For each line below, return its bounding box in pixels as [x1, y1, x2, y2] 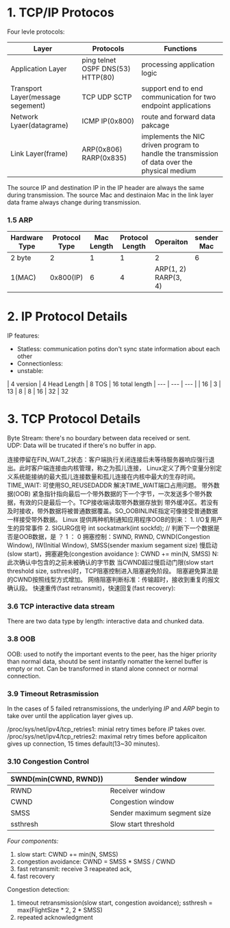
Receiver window [110, 786, 166, 796]
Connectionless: [16, 359, 64, 368]
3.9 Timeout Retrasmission [7, 689, 99, 698]
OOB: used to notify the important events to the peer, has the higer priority [7, 650, 217, 658]
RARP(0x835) [81, 153, 127, 163]
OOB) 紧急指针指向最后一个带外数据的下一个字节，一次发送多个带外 [15, 490, 207, 498]
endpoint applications [141, 101, 211, 110]
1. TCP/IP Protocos [7, 5, 114, 21]
